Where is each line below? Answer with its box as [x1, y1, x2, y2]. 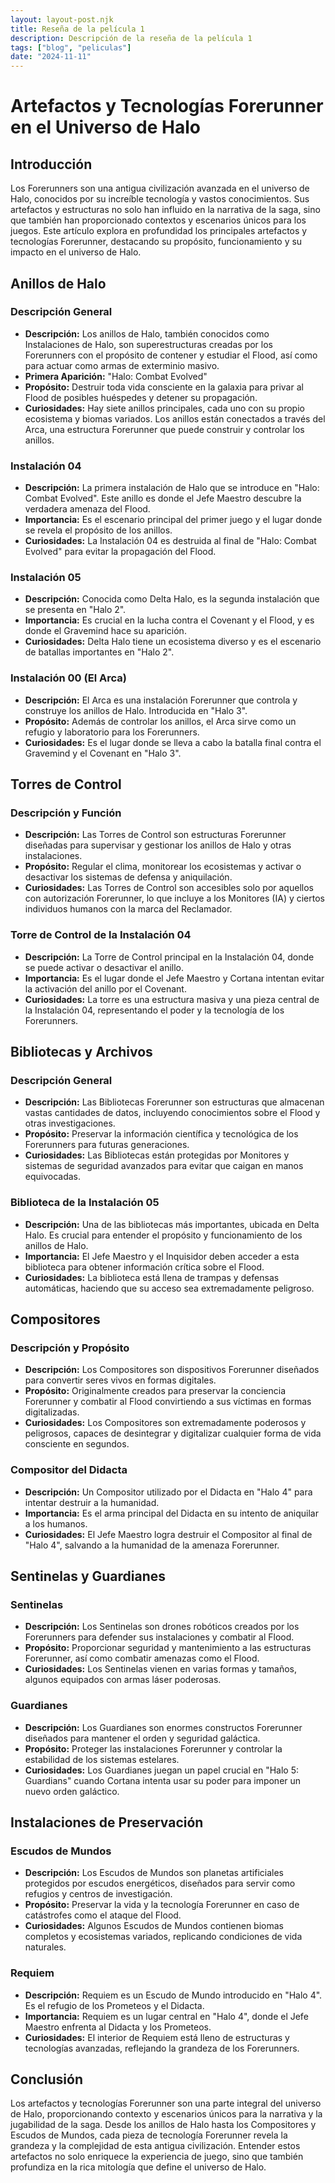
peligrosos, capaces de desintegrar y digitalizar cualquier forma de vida [24, 1427, 322, 1440]
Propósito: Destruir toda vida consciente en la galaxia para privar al [24, 381, 304, 393]
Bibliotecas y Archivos [10, 1044, 153, 1061]
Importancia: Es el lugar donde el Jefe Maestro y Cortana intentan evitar [24, 972, 325, 984]
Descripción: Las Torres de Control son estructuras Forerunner [24, 829, 287, 841]
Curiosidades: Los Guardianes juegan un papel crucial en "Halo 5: [24, 1764, 300, 1776]
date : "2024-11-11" [10, 52, 92, 62]
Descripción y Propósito [10, 1341, 130, 1355]
